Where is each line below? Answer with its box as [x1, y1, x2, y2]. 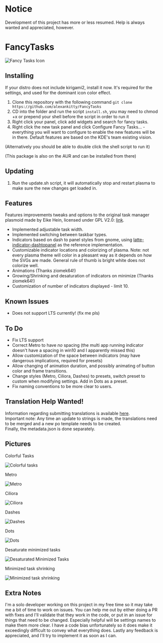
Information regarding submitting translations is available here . [5, 410, 130, 416]
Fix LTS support [12, 337, 44, 343]
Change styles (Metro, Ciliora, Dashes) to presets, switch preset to [12, 373, 146, 379]
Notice [5, 3, 33, 15]
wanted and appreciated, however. [5, 24, 74, 30]
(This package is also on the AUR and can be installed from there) [5, 153, 137, 159]
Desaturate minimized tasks [5, 547, 61, 552]
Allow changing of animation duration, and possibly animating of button [12, 363, 155, 369]
